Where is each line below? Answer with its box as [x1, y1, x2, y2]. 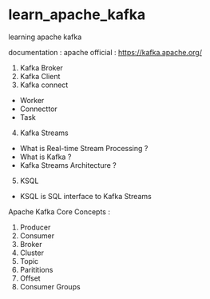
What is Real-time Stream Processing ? [19, 143, 149, 153]
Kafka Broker [19, 62, 64, 73]
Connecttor [19, 104, 57, 114]
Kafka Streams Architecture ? [19, 160, 117, 169]
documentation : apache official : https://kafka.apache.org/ [8, 47, 202, 57]
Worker [19, 95, 45, 105]
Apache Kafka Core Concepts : [8, 206, 110, 217]
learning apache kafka [8, 32, 82, 42]
